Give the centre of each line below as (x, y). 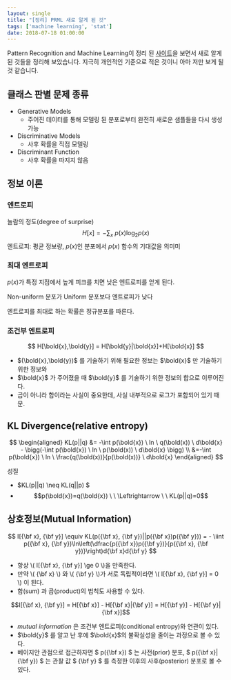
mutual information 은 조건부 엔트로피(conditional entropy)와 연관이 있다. (118, 626)
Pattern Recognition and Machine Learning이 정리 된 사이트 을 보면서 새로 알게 (114, 53)
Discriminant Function (48, 152)
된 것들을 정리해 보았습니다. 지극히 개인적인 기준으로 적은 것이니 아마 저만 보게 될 (115, 62)
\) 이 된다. (30, 582)
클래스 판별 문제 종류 (48, 94)
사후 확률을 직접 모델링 (58, 144)
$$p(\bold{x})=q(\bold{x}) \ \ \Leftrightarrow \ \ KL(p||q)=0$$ (121, 496)
